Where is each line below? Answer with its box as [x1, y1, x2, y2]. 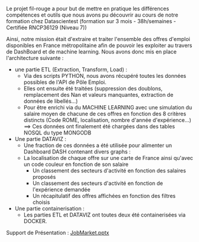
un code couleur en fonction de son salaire [23, 161, 129, 168]
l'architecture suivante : [6, 55, 64, 61]
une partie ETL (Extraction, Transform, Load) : [14, 66, 128, 73]
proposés [32, 174, 56, 180]
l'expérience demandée [32, 186, 91, 193]
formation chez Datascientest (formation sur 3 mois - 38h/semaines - [6, 18, 176, 24]
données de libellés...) [23, 98, 78, 105]
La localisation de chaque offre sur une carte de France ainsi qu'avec [23, 155, 194, 161]
